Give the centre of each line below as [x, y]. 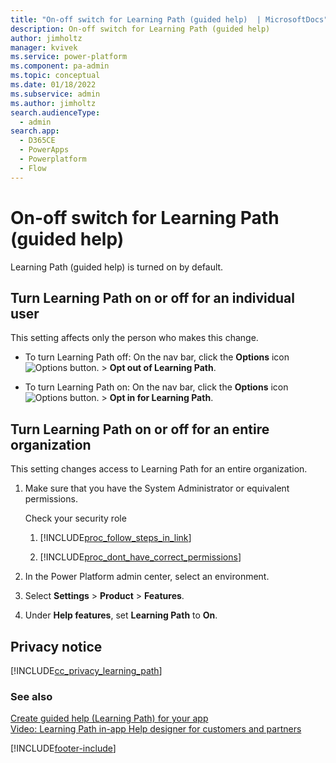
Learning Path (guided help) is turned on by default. [117, 267]
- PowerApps [44, 150]
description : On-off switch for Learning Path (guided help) [140, 29]
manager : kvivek [44, 47]
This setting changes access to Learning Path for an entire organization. [159, 469]
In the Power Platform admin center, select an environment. [147, 577]
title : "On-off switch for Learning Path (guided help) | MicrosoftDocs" [169, 19]
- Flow [33, 168]
